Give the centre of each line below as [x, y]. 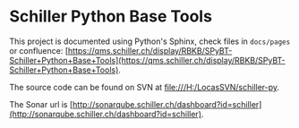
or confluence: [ [39, 50]
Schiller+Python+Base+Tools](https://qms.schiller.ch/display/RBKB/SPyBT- [147, 60]
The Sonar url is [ [41, 104]
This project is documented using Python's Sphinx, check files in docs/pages [150, 41]
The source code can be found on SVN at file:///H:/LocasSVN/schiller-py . [145, 87]
